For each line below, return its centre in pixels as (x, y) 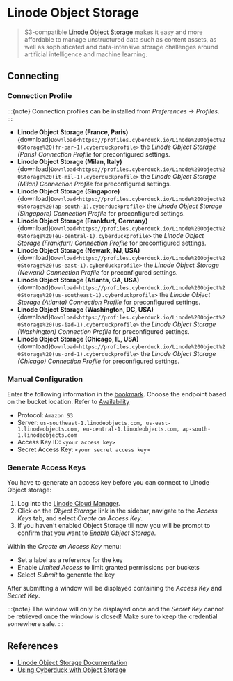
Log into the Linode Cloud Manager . (69, 504)
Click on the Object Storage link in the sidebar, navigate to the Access (117, 511)
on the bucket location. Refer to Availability (69, 401)
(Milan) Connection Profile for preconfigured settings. (94, 184)
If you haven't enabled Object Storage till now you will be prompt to (114, 526)
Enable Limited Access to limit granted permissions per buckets (108, 568)
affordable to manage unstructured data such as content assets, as (120, 39)
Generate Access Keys (46, 467)
